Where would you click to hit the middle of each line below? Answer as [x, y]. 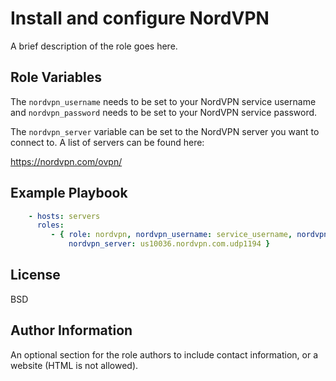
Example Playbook [69, 193]
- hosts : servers [64, 216]
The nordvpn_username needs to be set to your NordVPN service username [163, 101]
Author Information [71, 330]
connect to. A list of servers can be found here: [107, 142]
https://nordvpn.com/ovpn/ [66, 161]
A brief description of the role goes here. [94, 46]
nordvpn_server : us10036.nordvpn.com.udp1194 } [169, 244]
